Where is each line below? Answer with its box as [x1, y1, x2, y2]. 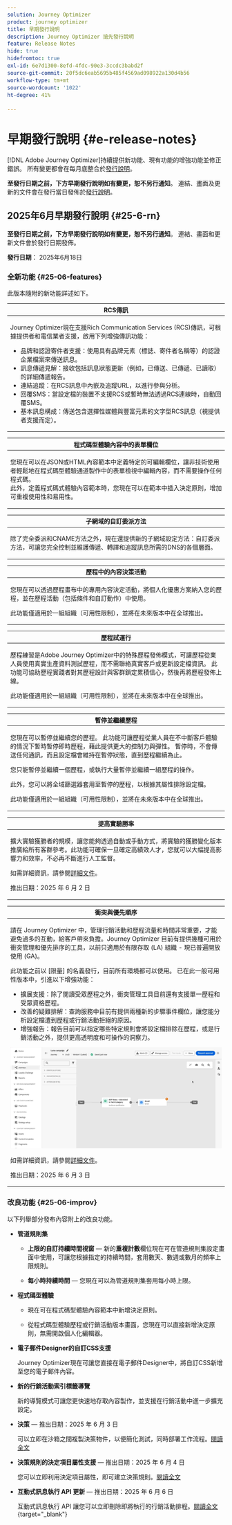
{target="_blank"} [17, 1510, 68, 1518]
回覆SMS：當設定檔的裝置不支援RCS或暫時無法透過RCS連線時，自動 [20, 390, 215, 398]
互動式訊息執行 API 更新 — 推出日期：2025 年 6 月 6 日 [17, 1487, 174, 1495]
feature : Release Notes [7, 40, 76, 48]
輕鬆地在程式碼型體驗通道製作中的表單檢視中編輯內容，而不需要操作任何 [16, 467, 222, 475]
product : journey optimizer [7, 18, 88, 26]
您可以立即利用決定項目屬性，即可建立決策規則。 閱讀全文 [17, 1472, 181, 1481]
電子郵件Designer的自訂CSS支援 [17, 1344, 112, 1352]
